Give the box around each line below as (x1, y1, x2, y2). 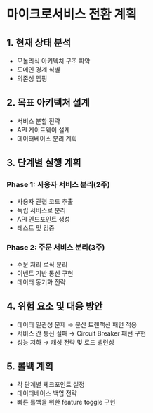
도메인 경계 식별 (16, 65, 60, 74)
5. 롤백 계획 (6, 360, 54, 372)
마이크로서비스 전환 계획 (6, 6, 138, 23)
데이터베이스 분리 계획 (16, 134, 78, 143)
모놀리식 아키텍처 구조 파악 (16, 57, 91, 65)
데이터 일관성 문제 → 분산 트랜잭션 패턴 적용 (16, 320, 138, 329)
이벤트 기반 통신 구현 (16, 269, 74, 277)
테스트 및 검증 (16, 223, 55, 232)
